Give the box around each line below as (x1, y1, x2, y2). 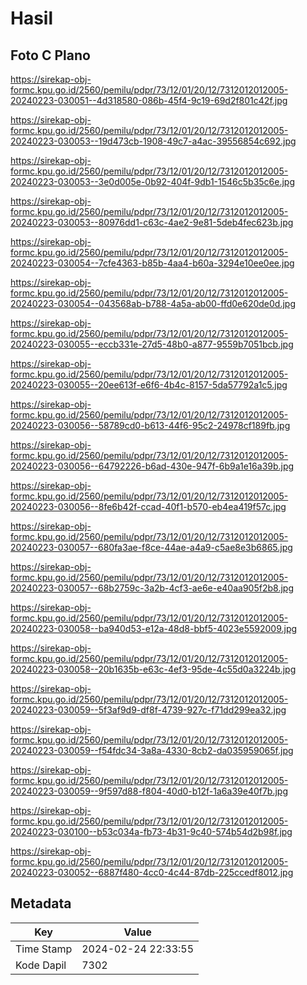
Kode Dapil (15, 958, 67, 972)
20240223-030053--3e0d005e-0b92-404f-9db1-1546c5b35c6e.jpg (10, 176, 296, 187)
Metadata (10, 895, 72, 912)
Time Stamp (15, 942, 73, 956)
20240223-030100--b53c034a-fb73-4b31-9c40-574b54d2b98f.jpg (10, 826, 293, 837)
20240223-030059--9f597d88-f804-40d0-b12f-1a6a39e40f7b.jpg (10, 785, 289, 797)
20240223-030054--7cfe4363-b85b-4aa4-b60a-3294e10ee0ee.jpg (10, 257, 295, 269)
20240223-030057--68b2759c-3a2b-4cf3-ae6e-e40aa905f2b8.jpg (10, 582, 294, 594)
